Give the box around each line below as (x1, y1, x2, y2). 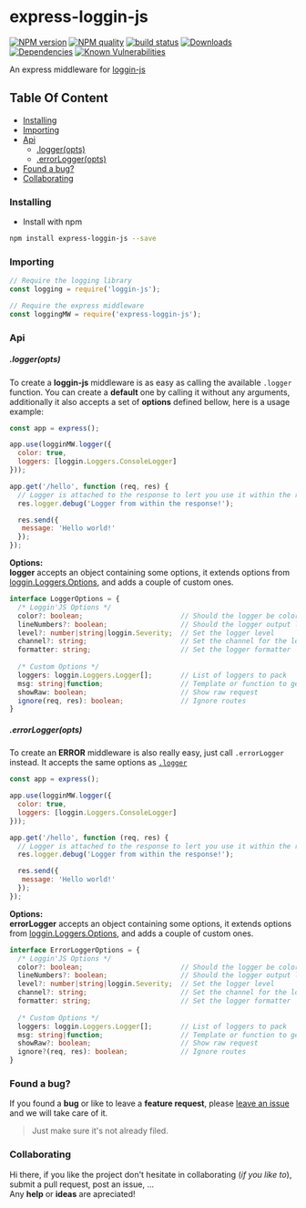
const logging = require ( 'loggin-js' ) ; (9, 285, 161, 294)
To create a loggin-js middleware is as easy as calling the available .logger (9, 377, 292, 388)
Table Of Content (9, 90, 108, 106)
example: (9, 406, 44, 417)
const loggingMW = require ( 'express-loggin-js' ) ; (9, 309, 202, 318)
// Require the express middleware (9, 301, 145, 310)
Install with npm (22, 216, 83, 227)
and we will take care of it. (9, 1108, 108, 1119)
